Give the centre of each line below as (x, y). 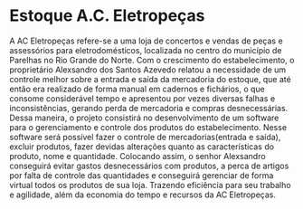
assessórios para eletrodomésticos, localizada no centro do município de (146, 50)
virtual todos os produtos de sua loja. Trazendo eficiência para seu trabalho (150, 185)
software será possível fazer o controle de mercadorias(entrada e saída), (145, 137)
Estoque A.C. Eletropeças (107, 16)
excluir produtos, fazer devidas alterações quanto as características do (142, 147)
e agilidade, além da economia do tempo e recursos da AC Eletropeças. (143, 195)
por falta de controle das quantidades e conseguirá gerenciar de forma (142, 175)
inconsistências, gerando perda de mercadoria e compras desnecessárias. (149, 108)
